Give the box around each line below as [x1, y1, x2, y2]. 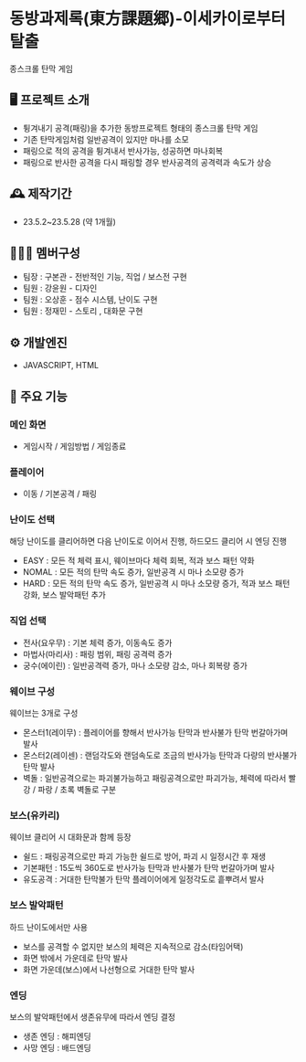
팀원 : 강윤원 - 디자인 [22, 282, 98, 293]
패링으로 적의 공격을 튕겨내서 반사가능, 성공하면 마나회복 [22, 145, 224, 156]
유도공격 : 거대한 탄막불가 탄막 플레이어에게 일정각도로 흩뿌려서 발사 [22, 874, 265, 885]
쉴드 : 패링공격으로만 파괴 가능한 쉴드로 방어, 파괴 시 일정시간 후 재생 [22, 851, 267, 862]
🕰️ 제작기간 [9, 186, 72, 202]
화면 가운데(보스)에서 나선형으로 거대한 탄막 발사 [22, 963, 195, 974]
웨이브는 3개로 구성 [9, 707, 79, 718]
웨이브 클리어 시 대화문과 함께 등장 [9, 832, 132, 843]
